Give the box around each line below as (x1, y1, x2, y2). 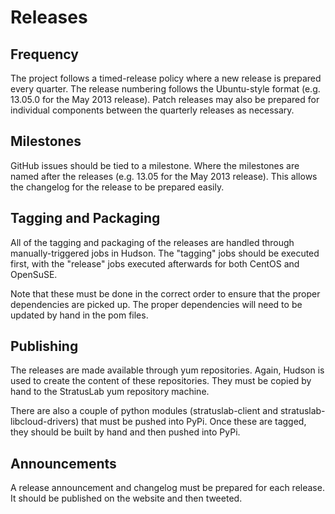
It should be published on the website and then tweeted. (10, 492, 243, 505)
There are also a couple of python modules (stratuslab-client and (10, 405, 279, 417)
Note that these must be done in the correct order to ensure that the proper (10, 287, 321, 300)
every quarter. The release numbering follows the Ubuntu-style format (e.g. (10, 83, 321, 95)
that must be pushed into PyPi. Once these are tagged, (81, 416, 307, 428)
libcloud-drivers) (10, 416, 80, 428)
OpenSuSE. (10, 268, 58, 280)
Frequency (10, 46, 79, 63)
